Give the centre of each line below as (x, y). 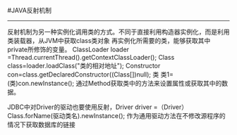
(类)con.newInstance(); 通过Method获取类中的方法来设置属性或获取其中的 (115, 83)
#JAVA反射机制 (29, 10)
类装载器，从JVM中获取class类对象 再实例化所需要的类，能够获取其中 (109, 40)
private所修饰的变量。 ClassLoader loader (68, 49)
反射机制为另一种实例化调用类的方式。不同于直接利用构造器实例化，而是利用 (119, 32)
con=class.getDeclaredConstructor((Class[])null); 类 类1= (91, 75)
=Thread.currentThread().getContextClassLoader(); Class (91, 57)
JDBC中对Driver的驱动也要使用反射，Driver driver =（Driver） (98, 107)
